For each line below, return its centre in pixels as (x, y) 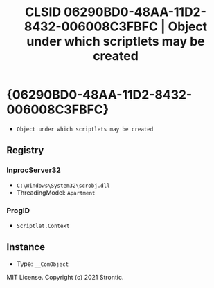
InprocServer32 (34, 170)
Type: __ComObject (43, 264)
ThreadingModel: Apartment (56, 192)
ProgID (18, 210)
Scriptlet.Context (43, 226)
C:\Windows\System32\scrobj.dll (63, 186)
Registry (25, 150)
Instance (26, 247)
